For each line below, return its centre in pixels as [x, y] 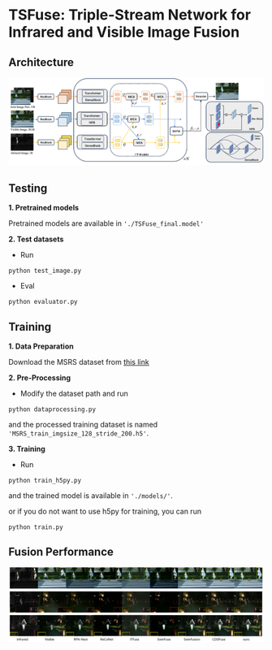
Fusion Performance [61, 552]
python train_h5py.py [45, 481]
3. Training [27, 449]
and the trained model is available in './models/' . [91, 496]
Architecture [41, 62]
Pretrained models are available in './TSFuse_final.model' [106, 223]
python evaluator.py [43, 302]
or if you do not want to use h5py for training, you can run [105, 511]
